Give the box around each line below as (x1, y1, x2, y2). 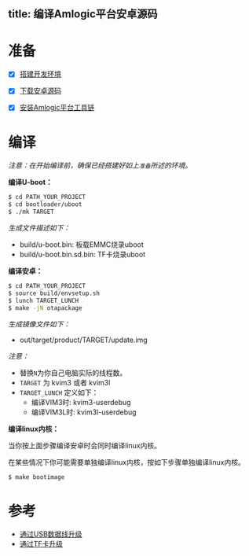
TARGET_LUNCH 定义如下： (19, 388, 99, 397)
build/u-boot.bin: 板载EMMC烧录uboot (19, 240, 144, 249)
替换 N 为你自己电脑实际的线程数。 (19, 368, 127, 377)
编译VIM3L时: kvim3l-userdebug (31, 407, 137, 417)
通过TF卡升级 (19, 539, 64, 549)
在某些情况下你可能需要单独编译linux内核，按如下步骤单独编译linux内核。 (8, 457, 245, 466)
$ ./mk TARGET (8, 208, 55, 216)
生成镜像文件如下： (8, 319, 71, 329)
